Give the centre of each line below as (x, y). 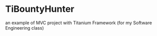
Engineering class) (24, 28)
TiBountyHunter (40, 9)
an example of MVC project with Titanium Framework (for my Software (79, 23)
